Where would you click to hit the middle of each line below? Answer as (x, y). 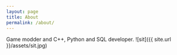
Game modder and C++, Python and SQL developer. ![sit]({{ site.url (89, 40)
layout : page (22, 12)
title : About (22, 17)
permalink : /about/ (30, 22)
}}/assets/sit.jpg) (27, 46)
